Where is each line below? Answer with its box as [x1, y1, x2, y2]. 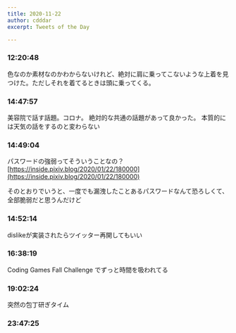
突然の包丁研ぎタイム [7, 301, 69, 309]
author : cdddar [7, 17, 52, 24]
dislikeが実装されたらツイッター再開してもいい [7, 230, 143, 239]
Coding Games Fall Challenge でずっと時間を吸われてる [7, 265, 169, 274]
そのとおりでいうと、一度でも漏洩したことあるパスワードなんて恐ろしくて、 [7, 187, 229, 196]
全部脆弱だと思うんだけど [7, 196, 82, 204]
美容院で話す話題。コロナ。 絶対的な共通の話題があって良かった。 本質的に [7, 113, 227, 122]
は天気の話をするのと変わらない [7, 122, 100, 130]
